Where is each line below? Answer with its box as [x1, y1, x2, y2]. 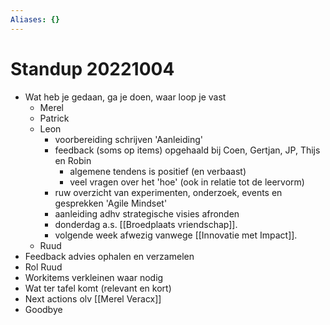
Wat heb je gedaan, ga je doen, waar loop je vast [24, 91, 227, 103]
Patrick [39, 112, 70, 124]
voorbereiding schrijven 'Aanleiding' [54, 133, 204, 145]
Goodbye [24, 303, 63, 315]
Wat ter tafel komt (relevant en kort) [24, 282, 172, 294]
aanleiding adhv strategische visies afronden [54, 207, 240, 220]
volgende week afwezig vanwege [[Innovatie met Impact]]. [54, 229, 298, 241]
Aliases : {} [10, 14, 60, 25]
